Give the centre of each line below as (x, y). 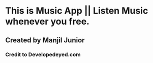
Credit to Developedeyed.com (43, 54)
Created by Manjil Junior (45, 40)
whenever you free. (48, 21)
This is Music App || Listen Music (77, 11)
